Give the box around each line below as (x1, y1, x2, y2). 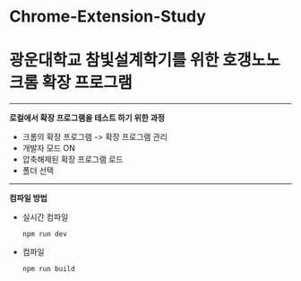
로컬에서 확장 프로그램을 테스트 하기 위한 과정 (9, 112, 166, 123)
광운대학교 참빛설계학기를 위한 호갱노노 (9, 50, 280, 71)
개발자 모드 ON (21, 143, 76, 154)
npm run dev (21, 230, 67, 239)
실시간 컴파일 (21, 212, 69, 223)
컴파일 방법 (9, 193, 47, 204)
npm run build (21, 265, 75, 274)
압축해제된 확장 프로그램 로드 (21, 154, 124, 165)
